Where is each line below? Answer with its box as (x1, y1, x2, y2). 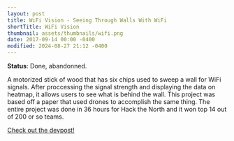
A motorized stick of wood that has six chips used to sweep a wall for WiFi (7, 75, 221, 84)
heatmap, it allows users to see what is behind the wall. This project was (7, 90, 215, 98)
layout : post (7, 10, 45, 17)
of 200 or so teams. (7, 112, 64, 121)
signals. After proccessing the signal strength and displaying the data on (7, 83, 216, 91)
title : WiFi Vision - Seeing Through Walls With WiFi (7, 17, 168, 24)
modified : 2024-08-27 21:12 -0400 (7, 43, 108, 50)
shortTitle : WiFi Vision (7, 23, 80, 30)
